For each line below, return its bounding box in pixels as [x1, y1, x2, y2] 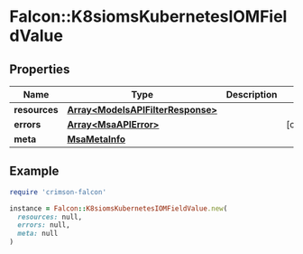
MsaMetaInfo [67, 133, 126, 146]
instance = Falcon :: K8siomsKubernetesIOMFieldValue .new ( [9, 203, 228, 213]
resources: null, [17, 212, 83, 221]
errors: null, [17, 221, 70, 230]
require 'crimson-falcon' [9, 187, 106, 196]
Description [225, 89, 278, 100]
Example [9, 164, 60, 179]
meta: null [17, 229, 59, 239]
